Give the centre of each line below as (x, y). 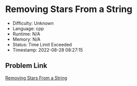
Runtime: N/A (26, 34)
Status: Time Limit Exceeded (42, 44)
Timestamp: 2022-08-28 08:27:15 (48, 50)
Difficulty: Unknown (33, 23)
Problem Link (26, 66)
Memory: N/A (26, 39)
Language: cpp (28, 28)
